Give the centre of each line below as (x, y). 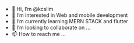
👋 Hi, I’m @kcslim (32, 9)
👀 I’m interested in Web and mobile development (70, 15)
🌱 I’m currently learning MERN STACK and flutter (70, 21)
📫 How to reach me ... (38, 34)
